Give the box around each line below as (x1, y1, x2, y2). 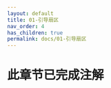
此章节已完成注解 (7, 67, 105, 83)
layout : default (7, 10, 54, 17)
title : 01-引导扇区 (7, 16, 59, 23)
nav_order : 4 (7, 23, 45, 30)
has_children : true (7, 29, 63, 36)
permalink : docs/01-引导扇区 (7, 36, 87, 43)
